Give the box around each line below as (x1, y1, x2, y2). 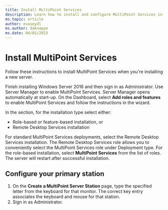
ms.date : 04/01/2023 (5, 30, 49, 35)
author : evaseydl (5, 21, 42, 26)
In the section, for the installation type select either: (5, 109, 112, 115)
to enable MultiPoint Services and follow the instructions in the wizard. (5, 99, 151, 105)
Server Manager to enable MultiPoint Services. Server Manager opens (5, 88, 150, 95)
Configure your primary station (5, 169, 104, 178)
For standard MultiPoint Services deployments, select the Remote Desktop (5, 133, 159, 140)
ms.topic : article (5, 16, 44, 21)
